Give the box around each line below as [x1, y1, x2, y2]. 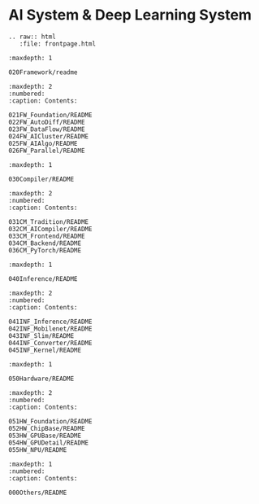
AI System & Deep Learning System [8, 6, 252, 24]
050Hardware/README [8, 375, 75, 383]
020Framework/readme [8, 68, 79, 77]
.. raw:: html [8, 33, 57, 41]
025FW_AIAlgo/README [8, 139, 79, 147]
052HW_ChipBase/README [8, 424, 85, 432]
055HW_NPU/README [8, 445, 67, 454]
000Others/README [8, 489, 67, 497]
